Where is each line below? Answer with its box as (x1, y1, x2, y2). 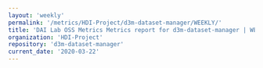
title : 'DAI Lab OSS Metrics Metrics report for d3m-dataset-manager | (8, 26, 247, 34)
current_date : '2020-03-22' (8, 48, 100, 55)
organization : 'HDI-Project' (8, 33, 103, 41)
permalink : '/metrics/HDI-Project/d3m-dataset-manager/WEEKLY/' (8, 19, 222, 27)
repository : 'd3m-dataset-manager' (8, 41, 124, 48)
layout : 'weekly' (8, 11, 65, 20)
